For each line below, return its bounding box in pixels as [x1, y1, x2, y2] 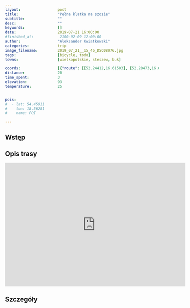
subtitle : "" [5, 16, 63, 21]
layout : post [5, 7, 67, 12]
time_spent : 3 [5, 75, 60, 80]
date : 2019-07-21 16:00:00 [5, 30, 99, 35]
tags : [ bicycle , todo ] [5, 52, 91, 58]
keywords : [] [5, 25, 63, 30]
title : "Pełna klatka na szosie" [5, 12, 110, 17]
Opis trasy [5, 149, 38, 158]
